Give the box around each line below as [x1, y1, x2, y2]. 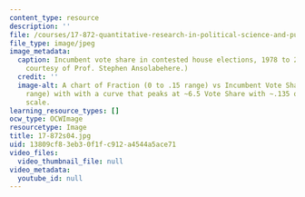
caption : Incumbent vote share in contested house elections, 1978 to [17, 55, 290, 64]
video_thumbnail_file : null [17, 156, 124, 166]
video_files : [9, 148, 59, 157]
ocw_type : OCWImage [9, 114, 84, 123]
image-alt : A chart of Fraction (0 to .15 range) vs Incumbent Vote [17, 81, 282, 90]
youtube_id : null [17, 173, 84, 182]
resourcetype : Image [9, 123, 88, 133]
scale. [25, 97, 51, 107]
